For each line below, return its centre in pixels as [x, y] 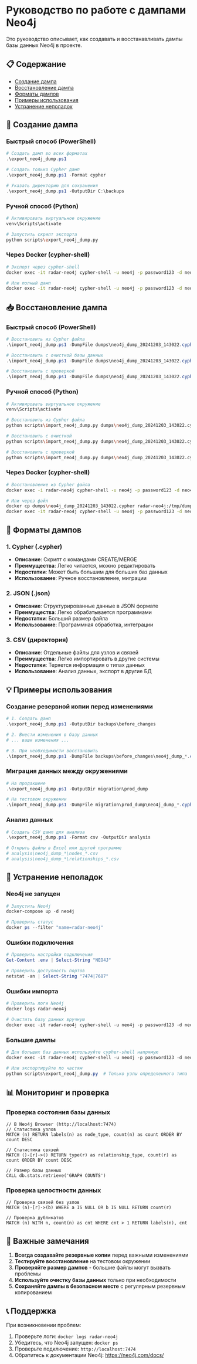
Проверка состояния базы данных [58, 1112]
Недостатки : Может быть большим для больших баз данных [91, 572]
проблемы [28, 1274]
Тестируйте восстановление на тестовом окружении [82, 1261]
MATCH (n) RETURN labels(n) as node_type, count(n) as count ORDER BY [94, 1135]
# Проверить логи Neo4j [35, 1003]
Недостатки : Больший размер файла [61, 619]
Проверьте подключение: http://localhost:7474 [75, 1349]
